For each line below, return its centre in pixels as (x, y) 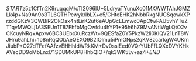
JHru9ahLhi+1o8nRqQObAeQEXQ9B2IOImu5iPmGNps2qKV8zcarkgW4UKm (97, 40)
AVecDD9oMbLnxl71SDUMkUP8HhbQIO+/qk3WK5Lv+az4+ (78, 52)
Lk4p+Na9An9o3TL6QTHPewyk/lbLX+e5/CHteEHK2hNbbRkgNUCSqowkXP (98, 15)
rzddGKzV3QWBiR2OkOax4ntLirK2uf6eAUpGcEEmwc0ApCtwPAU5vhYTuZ (97, 21)
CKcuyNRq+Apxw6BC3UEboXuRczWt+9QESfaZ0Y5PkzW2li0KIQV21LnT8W (97, 33)
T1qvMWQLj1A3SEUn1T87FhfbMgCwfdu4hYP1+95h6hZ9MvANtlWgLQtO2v (97, 27)
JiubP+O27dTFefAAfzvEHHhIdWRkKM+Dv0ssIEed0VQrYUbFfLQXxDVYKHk (97, 46)
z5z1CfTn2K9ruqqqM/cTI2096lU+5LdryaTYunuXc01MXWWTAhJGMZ (106, 9)
